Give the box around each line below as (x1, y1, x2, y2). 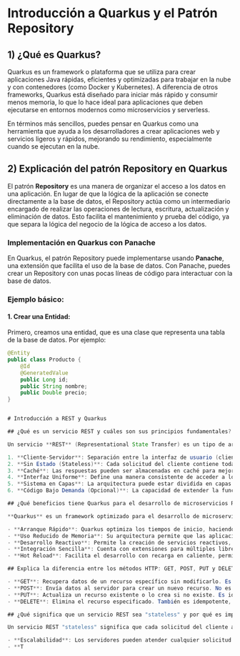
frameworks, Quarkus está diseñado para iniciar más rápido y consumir (7, 91, 218, 99)
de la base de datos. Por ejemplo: (7, 336, 106, 344)
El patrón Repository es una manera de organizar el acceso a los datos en (7, 182, 226, 190)
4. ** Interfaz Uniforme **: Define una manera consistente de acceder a (7, 474, 225, 481)
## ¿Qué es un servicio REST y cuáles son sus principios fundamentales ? (7, 428, 232, 435)
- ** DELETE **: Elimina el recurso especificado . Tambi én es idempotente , (7, 598, 232, 605)
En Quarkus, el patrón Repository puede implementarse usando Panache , (7, 254, 224, 262)
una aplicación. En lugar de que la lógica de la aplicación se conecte (7, 189, 209, 198)
